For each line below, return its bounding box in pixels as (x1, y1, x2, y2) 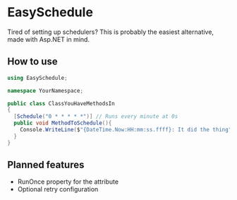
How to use (7, 56, 58, 68)
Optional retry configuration (17, 185, 99, 194)
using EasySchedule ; (7, 74, 68, 81)
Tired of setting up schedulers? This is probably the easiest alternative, (7, 28, 214, 36)
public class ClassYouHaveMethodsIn (7, 100, 115, 107)
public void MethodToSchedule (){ (13, 119, 112, 127)
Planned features (7, 159, 85, 171)
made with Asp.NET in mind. (7, 35, 90, 43)
